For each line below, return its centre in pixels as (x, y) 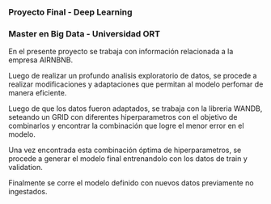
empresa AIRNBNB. (41, 60)
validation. (25, 168)
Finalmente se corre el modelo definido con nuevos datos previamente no (131, 183)
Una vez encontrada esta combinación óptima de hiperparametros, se (125, 150)
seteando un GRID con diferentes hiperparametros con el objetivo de (123, 117)
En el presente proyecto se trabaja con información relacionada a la (121, 52)
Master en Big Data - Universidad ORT (84, 33)
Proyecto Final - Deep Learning (70, 12)
